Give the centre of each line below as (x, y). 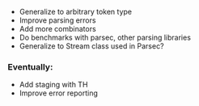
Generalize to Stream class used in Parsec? (91, 46)
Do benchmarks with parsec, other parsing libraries (105, 37)
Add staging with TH (53, 85)
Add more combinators (57, 29)
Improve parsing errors (57, 20)
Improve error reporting (59, 93)
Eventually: (30, 66)
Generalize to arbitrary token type (76, 12)
